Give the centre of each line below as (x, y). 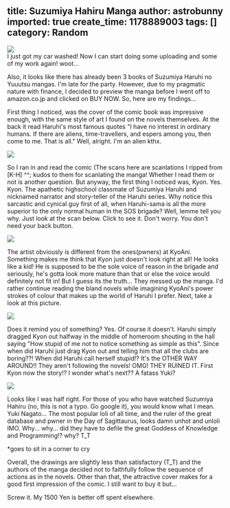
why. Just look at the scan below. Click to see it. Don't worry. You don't (107, 218)
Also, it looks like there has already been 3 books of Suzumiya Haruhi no (110, 77)
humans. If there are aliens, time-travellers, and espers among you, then (109, 134)
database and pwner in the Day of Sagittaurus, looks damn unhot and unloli (114, 421)
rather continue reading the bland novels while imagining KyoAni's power (111, 288)
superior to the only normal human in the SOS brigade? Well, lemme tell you (114, 211)
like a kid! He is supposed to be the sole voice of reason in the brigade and (113, 266)
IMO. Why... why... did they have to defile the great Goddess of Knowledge (113, 428)
